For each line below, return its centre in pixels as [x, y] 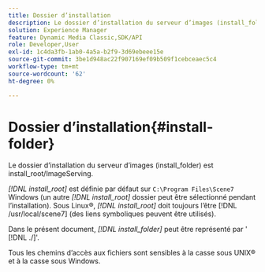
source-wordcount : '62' [47, 74]
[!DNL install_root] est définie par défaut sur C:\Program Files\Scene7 [121, 189]
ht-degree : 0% [32, 81]
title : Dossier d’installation [60, 15]
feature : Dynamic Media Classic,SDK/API [76, 37]
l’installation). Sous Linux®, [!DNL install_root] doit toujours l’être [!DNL [123, 206]
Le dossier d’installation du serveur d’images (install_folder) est [111, 165]
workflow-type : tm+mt [44, 67]
